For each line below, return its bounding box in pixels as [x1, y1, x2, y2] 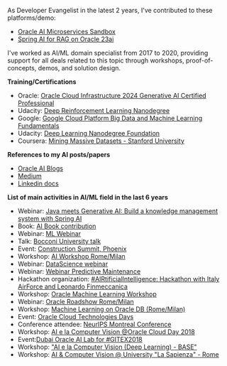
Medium [17, 172, 43, 180]
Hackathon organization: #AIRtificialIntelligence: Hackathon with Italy [17, 275, 220, 283]
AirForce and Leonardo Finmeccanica [17, 282, 128, 291]
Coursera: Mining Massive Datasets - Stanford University [17, 136, 184, 145]
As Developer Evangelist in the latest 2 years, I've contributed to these [7, 6, 213, 14]
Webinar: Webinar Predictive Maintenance [17, 267, 141, 276]
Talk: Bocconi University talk [17, 237, 101, 245]
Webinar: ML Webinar [17, 230, 82, 237]
